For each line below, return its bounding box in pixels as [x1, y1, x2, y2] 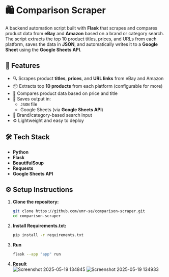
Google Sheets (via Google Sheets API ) [20, 106, 103, 113]
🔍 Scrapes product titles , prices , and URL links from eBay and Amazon [12, 75, 164, 81]
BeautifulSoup [12, 160, 44, 166]
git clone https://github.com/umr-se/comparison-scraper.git [12, 209, 146, 214]
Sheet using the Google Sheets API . [5, 46, 81, 53]
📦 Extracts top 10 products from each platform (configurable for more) [12, 83, 163, 89]
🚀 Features [5, 61, 40, 70]
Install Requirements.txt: [12, 223, 67, 229]
